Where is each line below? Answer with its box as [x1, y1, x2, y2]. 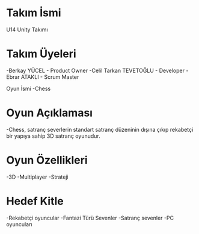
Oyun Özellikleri [6, 153, 88, 167]
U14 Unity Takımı [6, 26, 48, 33]
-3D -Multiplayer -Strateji [6, 173, 69, 180]
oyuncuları [6, 220, 32, 228]
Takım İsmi [6, 6, 61, 20]
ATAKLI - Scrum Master [20, 73, 79, 81]
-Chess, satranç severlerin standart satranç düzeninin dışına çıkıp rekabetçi [6, 126, 194, 133]
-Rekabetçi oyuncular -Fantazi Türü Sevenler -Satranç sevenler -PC [6, 214, 174, 221]
